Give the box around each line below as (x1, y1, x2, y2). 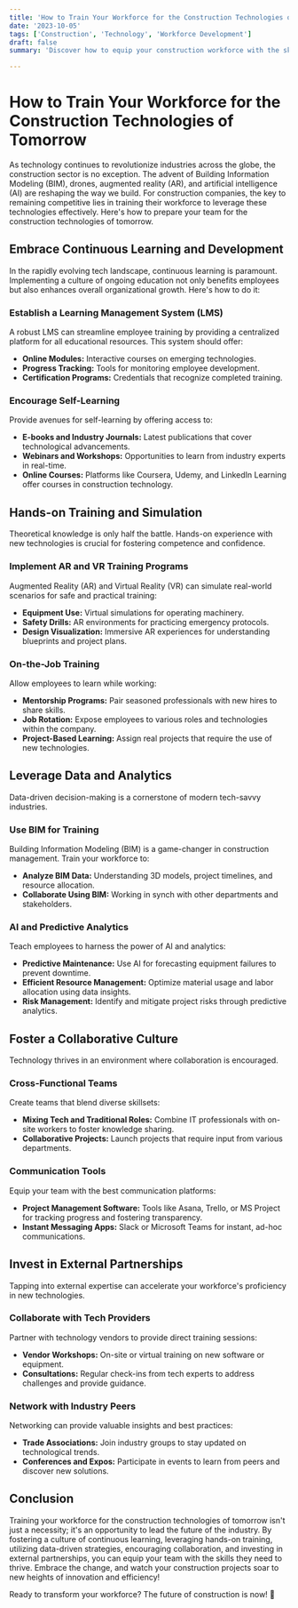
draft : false (9, 37, 58, 47)
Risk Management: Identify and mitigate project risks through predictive (21, 996, 286, 1007)
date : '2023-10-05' (9, 21, 82, 30)
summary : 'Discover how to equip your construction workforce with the (9, 46, 279, 55)
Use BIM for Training (9, 824, 99, 836)
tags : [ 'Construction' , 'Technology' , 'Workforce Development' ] (9, 29, 252, 38)
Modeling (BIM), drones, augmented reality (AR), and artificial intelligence (9, 179, 278, 189)
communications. (21, 1231, 86, 1242)
